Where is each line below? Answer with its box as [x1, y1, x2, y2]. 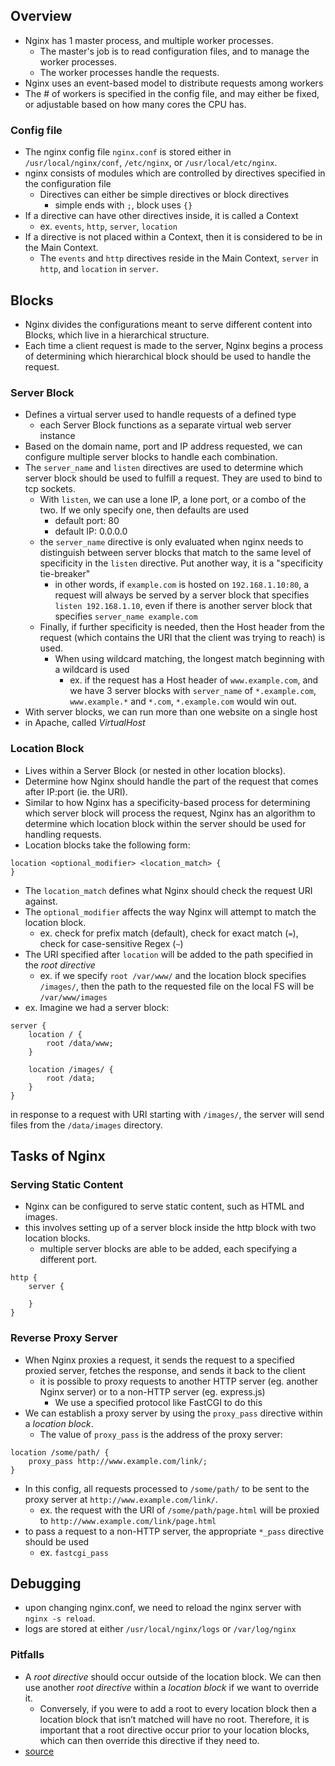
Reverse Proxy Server [10, 1331, 118, 1345]
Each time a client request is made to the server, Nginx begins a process [24, 339, 324, 351]
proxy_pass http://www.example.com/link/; [28, 1456, 208, 1466]
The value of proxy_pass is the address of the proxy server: [39, 1428, 283, 1440]
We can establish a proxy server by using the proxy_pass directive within [24, 1407, 323, 1419]
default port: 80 [54, 515, 120, 527]
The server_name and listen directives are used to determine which [24, 462, 304, 474]
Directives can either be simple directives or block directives [39, 189, 290, 201]
